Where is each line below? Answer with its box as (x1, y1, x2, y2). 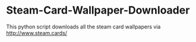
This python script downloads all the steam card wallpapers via (6, 23, 161, 30)
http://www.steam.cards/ (6, 29, 67, 36)
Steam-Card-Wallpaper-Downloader (6, 4, 190, 17)
